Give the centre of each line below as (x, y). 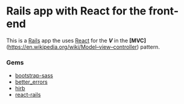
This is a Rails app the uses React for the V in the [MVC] (76, 40)
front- (164, 11)
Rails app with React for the (76, 11)
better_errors (31, 82)
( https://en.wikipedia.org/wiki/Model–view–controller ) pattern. (83, 47)
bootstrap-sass (34, 76)
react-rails (28, 95)
